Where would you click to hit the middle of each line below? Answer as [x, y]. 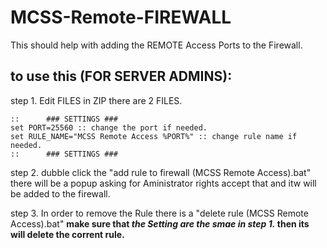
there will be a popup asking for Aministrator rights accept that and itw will [163, 183]
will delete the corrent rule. [67, 234]
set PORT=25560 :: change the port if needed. [109, 127]
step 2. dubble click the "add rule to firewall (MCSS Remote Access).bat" [161, 172]
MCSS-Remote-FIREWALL [121, 17]
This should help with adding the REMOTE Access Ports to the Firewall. [156, 45]
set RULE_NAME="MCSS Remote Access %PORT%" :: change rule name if [154, 136]
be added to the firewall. [60, 193]
